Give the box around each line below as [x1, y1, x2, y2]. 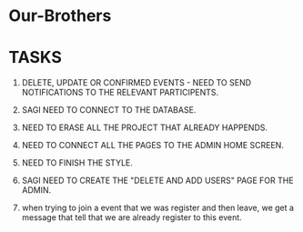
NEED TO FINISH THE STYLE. [21, 157, 134, 168]
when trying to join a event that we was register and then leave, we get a [21, 202, 295, 214]
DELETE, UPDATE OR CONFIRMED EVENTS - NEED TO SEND [21, 77, 252, 88]
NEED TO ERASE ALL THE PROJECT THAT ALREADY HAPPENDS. [21, 122, 268, 133]
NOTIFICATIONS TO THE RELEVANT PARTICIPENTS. [21, 87, 219, 98]
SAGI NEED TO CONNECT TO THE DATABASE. [21, 105, 197, 116]
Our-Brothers [8, 5, 112, 26]
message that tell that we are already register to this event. [21, 212, 242, 223]
